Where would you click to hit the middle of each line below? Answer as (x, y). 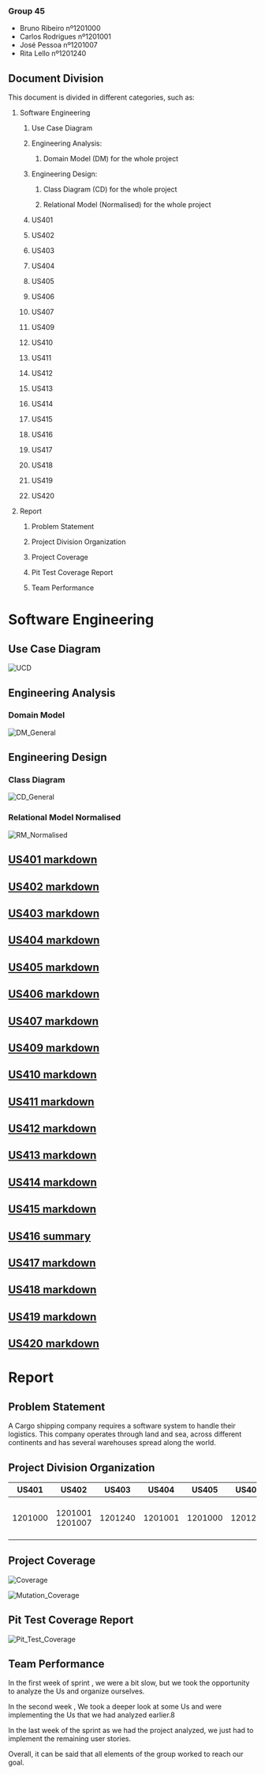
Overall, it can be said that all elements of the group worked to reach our (126, 1754)
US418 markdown (52, 1290)
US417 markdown (52, 1263)
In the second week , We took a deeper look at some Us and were (115, 1707)
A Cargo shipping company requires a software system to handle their (122, 1426)
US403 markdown (54, 913)
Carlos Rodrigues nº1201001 (65, 36)
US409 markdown (54, 1048)
